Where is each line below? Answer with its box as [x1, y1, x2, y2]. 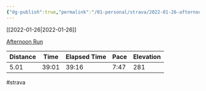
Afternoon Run [6, 38, 44, 45]
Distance [9, 52, 36, 61]
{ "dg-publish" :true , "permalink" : [6, 9, 92, 15]
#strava [6, 78, 26, 86]
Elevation [132, 52, 161, 61]
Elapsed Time [65, 52, 107, 61]
